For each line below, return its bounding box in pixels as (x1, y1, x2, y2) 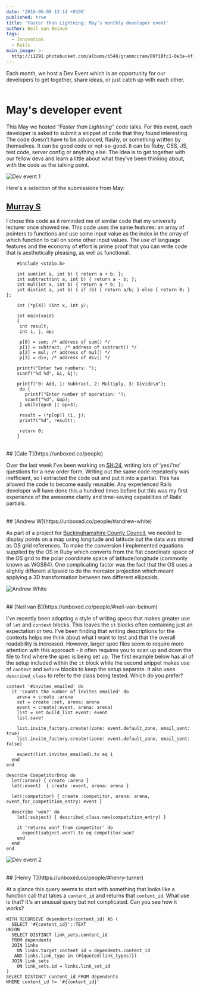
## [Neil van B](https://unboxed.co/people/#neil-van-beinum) (6, 603, 158, 610)
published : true (6, 14, 46, 20)
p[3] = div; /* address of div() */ (19, 355, 111, 361)
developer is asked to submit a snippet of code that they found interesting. (6, 129, 189, 136)
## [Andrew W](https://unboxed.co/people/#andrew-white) (6, 518, 152, 525)
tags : (6, 31, 20, 37)
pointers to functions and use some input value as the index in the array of (6, 230, 189, 237)
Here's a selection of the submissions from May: (6, 184, 125, 191)
